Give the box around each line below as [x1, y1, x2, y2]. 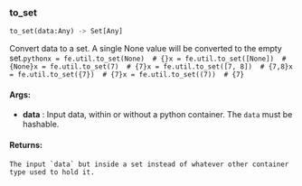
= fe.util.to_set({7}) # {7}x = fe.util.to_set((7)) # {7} [9, 70, 245, 79]
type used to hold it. [9, 167, 95, 177]
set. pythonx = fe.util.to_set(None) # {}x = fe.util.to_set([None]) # [9, 52, 287, 64]
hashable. [22, 119, 60, 130]
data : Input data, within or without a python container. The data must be [22, 109, 293, 120]
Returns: [9, 139, 43, 150]
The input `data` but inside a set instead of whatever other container [9, 160, 289, 169]
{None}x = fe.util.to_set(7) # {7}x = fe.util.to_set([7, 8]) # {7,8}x [9, 62, 294, 71]
